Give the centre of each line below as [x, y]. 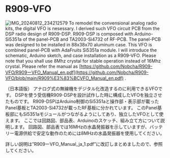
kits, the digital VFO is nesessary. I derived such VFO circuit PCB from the [82, 28]
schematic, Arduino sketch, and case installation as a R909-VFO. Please [81, 55]
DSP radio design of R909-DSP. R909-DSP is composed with [69, 34]
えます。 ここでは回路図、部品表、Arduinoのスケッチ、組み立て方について [83, 120]
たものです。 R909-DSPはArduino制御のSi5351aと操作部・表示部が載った [82, 101]
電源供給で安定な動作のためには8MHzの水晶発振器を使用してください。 [89, 133]
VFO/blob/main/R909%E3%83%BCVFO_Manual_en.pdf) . [66, 78]
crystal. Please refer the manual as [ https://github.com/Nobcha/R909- [79, 66]
